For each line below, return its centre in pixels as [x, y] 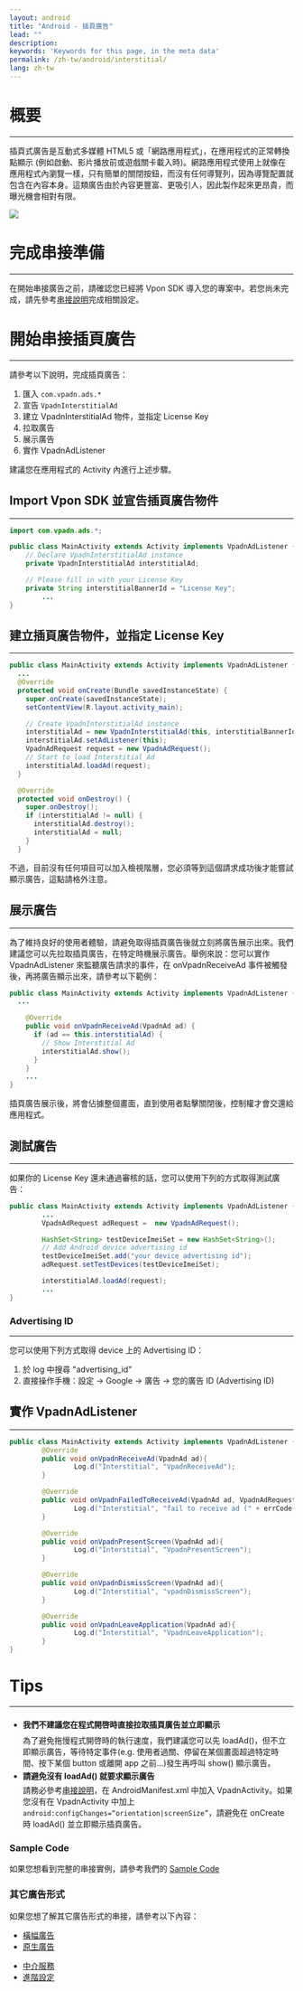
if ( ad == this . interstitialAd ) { [98, 1035]
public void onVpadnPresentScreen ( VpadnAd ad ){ [133, 1542]
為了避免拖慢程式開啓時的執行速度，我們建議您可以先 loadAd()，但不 [150, 1740]
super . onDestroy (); [62, 807]
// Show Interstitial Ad [88, 1043]
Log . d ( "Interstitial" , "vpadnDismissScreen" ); [163, 1592]
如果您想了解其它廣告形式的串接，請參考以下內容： [104, 1916]
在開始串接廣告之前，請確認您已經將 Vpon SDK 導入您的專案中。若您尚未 [145, 288]
